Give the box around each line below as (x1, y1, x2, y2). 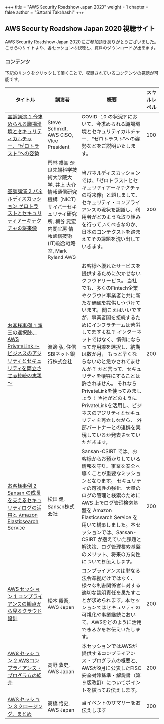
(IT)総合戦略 (47, 240, 76, 247)
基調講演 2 (7, 188, 32, 195)
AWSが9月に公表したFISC (82, 665, 142, 672)
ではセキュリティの (96, 604, 141, 611)
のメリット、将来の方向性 (82, 551, 141, 558)
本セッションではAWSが (82, 643, 137, 650)
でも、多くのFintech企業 (82, 285, 138, 292)
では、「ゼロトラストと (82, 177, 133, 184)
